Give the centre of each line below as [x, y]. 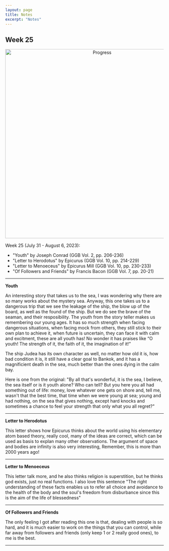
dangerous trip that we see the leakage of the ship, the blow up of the [77, 306]
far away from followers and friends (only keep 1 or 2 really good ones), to [82, 533]
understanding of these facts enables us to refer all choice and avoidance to [84, 487]
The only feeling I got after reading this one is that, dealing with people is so [84, 522]
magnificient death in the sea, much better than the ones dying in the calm [82, 364]
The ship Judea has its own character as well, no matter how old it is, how [82, 354]
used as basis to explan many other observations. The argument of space [81, 442]
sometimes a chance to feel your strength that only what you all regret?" [80, 406]
